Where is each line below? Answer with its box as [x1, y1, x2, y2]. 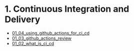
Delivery [4, 14, 40, 25]
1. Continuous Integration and [4, 3, 130, 15]
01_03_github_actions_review [11, 35, 72, 41]
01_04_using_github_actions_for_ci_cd [11, 30, 90, 36]
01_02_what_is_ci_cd [11, 40, 54, 46]
